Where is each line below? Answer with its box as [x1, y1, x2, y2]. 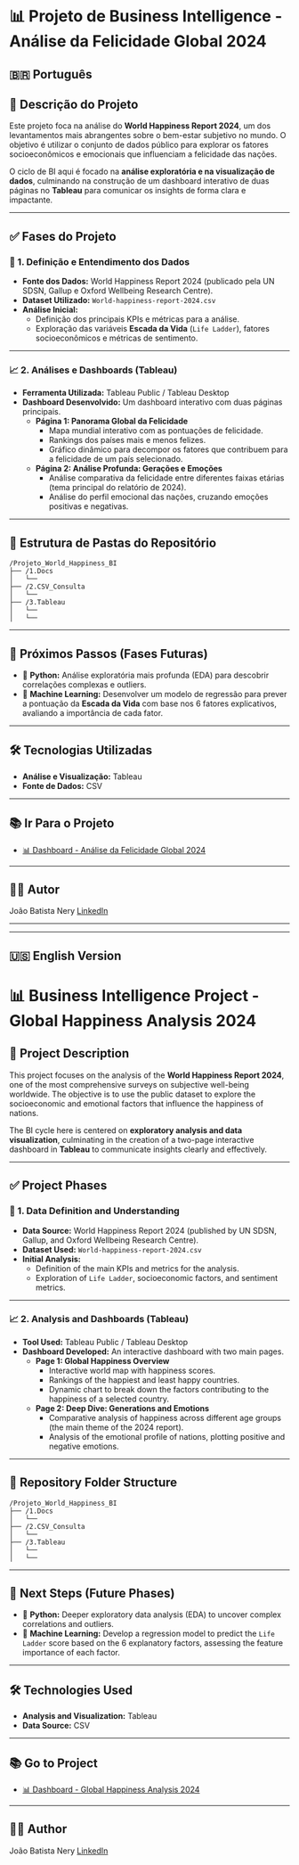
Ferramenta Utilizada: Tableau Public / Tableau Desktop [21, 388, 230, 398]
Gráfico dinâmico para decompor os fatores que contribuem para [48, 444, 288, 455]
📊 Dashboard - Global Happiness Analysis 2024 [21, 1784, 200, 1795]
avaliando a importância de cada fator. [21, 708, 163, 718]
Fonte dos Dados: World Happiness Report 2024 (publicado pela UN [21, 276, 275, 287]
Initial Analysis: [21, 1253, 82, 1264]
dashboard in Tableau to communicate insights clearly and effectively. [9, 1144, 267, 1154]
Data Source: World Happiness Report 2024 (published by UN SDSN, [21, 1225, 278, 1236]
